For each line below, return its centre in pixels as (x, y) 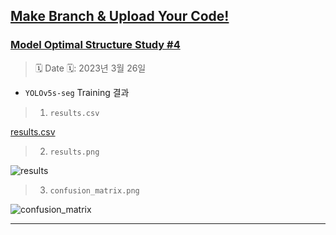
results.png (74, 152)
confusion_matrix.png (94, 190)
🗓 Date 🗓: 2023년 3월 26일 (90, 68)
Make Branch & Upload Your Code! (120, 16)
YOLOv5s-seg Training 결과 (77, 92)
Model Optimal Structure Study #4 (95, 45)
